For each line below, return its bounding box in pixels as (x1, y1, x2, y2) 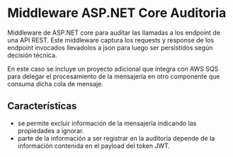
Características (7, 100, 77, 112)
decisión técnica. (7, 51, 57, 59)
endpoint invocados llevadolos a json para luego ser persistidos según (7, 43, 213, 52)
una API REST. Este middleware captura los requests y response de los (7, 35, 215, 44)
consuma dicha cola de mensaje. (7, 79, 104, 88)
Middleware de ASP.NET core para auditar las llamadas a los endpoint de (7, 28, 221, 37)
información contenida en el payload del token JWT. (17, 141, 171, 150)
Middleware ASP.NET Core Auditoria (7, 5, 227, 21)
